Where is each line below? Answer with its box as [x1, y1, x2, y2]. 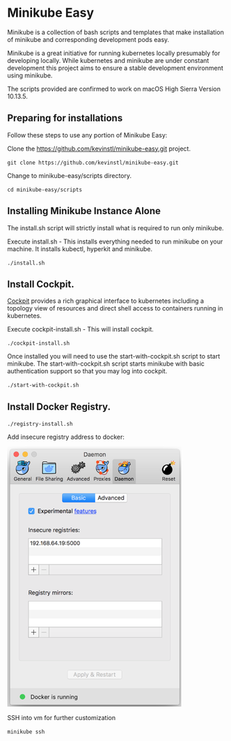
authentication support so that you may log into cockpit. [7, 367, 168, 375]
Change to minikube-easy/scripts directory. [7, 171, 132, 179]
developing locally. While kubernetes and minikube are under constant [7, 56, 209, 64]
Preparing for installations [7, 112, 123, 124]
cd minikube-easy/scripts [7, 186, 82, 193]
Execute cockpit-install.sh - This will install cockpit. [7, 325, 154, 334]
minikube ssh [7, 728, 45, 735]
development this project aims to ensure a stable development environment [7, 63, 224, 72]
